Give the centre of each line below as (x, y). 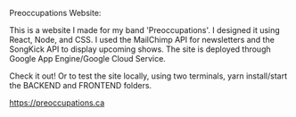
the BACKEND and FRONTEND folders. (81, 85)
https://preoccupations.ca (57, 103)
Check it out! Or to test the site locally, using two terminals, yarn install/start (148, 76)
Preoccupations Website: (55, 13)
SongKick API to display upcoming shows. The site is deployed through (140, 49)
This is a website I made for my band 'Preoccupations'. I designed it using (145, 30)
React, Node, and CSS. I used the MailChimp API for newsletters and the (142, 40)
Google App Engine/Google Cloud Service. (88, 58)
